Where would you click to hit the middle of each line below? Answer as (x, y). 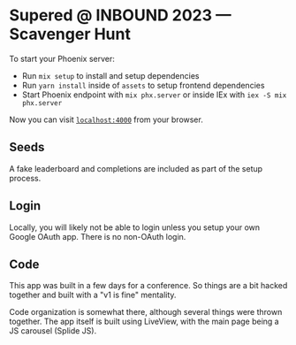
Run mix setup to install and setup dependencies (110, 75)
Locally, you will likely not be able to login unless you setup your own (135, 227)
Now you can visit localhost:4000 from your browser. (106, 119)
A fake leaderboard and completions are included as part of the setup (136, 168)
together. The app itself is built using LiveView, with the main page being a (144, 322)
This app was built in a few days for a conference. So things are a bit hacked (148, 286)
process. (25, 178)
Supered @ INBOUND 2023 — (120, 15)
